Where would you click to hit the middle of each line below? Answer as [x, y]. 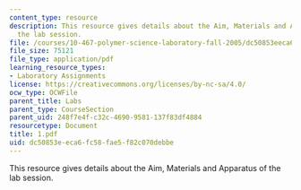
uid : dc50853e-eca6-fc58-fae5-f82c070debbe [92, 142]
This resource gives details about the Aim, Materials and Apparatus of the [145, 168]
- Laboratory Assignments [57, 76]
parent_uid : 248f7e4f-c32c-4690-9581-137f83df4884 [106, 117]
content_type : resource [54, 17]
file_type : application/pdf [62, 59]
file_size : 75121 [42, 51]
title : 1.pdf [34, 134]
